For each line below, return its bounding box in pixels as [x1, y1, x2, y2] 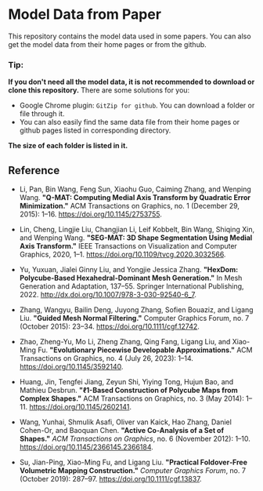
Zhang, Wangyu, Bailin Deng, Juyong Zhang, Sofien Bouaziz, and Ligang [19, 305, 254, 315]
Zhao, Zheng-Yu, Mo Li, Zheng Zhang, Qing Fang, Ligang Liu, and [19, 337, 231, 347]
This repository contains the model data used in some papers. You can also [8, 31, 252, 41]
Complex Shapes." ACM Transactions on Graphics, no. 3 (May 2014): [19, 394, 244, 403]
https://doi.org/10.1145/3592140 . [19, 362, 124, 372]
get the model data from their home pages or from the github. [8, 39, 207, 49]
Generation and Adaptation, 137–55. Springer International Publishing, [19, 282, 244, 291]
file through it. [19, 109, 65, 118]
